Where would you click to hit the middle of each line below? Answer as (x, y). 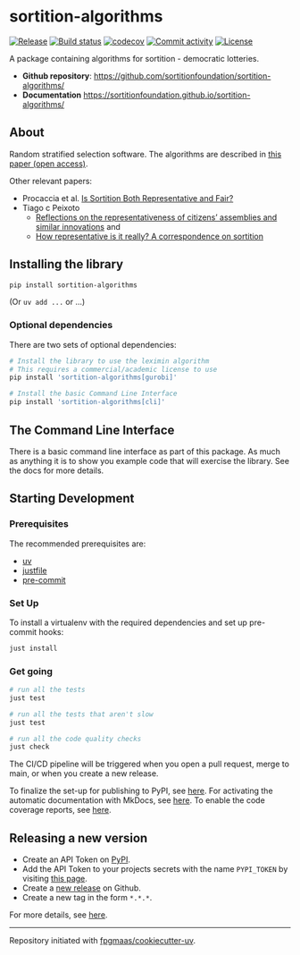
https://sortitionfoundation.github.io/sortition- (167, 95)
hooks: (51, 631)
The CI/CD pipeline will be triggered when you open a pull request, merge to (150, 764)
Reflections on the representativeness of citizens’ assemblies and (156, 217)
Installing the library (67, 264)
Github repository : (57, 76)
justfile (34, 570)
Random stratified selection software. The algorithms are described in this (146, 154)
